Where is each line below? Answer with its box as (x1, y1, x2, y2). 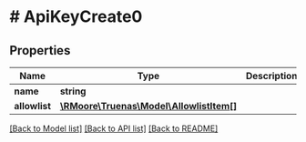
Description (245, 70, 298, 82)
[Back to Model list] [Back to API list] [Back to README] (9, 123, 219, 134)
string (59, 85, 87, 97)
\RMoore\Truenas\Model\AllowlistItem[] (59, 100, 238, 112)
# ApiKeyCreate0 (9, 6, 143, 27)
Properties (9, 43, 71, 58)
